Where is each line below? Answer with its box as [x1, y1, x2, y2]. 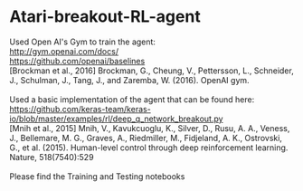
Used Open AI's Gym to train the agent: [9, 36, 156, 47]
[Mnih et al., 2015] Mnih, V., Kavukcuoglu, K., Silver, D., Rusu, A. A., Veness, [9, 122, 290, 133]
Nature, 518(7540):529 [9, 151, 94, 162]
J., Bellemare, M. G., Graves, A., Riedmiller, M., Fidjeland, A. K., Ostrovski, [9, 132, 283, 143]
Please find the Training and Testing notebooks [9, 170, 185, 182]
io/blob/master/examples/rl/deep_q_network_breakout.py [9, 113, 223, 124]
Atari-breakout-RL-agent [9, 6, 201, 27]
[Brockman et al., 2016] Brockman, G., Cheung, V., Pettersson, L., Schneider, [9, 65, 294, 76]
